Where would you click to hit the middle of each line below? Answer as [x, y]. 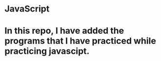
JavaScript [27, 9]
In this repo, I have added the [64, 31]
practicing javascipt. [47, 51]
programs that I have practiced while [80, 41]
